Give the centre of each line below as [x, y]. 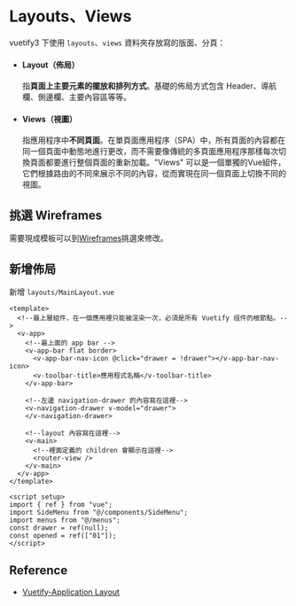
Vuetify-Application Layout [70, 592]
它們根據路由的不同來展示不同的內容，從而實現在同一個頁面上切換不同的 [154, 174]
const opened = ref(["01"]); [63, 535]
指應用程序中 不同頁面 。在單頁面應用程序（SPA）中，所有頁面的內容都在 [154, 140]
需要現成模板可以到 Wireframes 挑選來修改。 [89, 238]
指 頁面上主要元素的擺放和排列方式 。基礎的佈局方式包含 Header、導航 [149, 86]
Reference [39, 571]
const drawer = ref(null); [59, 528]
